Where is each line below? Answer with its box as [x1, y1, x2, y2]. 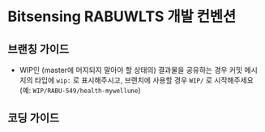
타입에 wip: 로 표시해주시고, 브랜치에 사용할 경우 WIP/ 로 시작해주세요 [34, 75, 254, 85]
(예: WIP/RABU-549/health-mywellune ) [19, 86, 141, 95]
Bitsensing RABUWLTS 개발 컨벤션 [7, 7, 237, 26]
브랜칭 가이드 [7, 42, 70, 56]
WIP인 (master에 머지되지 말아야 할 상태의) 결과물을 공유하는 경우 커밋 [19, 66, 243, 75]
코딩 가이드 [7, 111, 60, 126]
